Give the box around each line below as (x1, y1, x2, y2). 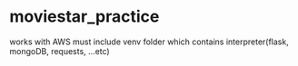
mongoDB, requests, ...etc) (9, 45, 111, 56)
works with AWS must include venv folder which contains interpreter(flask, (9, 36, 289, 47)
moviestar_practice (9, 6, 160, 27)
